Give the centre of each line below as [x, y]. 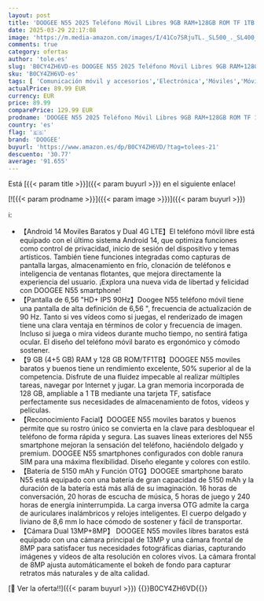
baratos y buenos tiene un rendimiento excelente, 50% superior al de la [135, 368]
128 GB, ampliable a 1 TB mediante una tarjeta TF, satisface [115, 394]
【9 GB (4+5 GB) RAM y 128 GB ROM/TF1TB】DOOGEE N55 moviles [130, 360]
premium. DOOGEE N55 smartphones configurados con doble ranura [131, 453]
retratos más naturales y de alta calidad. [84, 574]
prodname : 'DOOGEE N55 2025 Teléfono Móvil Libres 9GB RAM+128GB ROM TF [130, 118]
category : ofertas [38, 52]
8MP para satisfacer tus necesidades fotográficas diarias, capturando [132, 548]
